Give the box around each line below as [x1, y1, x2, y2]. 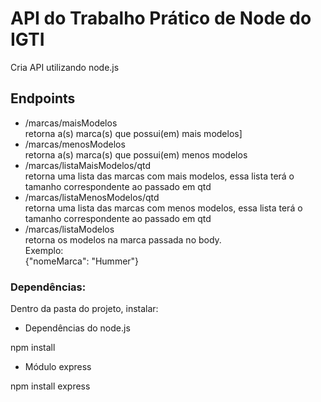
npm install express [10, 380, 91, 392]
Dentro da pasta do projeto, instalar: [10, 303, 159, 315]
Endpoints [10, 90, 76, 107]
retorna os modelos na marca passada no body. [24, 233, 222, 246]
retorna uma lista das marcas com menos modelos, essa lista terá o [24, 202, 303, 214]
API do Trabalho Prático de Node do [10, 7, 312, 30]
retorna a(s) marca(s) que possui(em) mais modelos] [24, 127, 243, 139]
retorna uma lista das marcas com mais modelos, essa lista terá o [24, 170, 295, 182]
